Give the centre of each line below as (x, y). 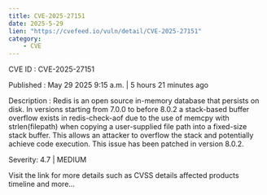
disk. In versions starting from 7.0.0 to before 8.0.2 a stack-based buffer (129, 110)
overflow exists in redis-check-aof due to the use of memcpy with (119, 118)
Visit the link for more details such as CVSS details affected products (124, 175)
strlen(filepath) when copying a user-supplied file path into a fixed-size (128, 127)
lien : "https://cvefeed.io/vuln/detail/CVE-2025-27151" (105, 31)
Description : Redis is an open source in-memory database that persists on (134, 101)
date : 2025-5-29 (36, 24)
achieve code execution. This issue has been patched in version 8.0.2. (126, 144)
